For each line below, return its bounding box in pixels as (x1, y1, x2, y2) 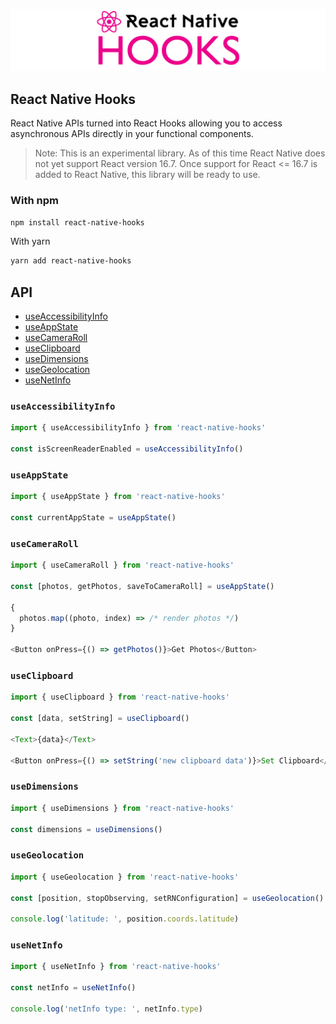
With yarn (10, 235, 51, 248)
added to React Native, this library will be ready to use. (34, 169, 261, 181)
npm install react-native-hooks (10, 217, 145, 228)
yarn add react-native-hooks (10, 256, 132, 266)
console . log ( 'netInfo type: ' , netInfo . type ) (10, 1004, 203, 1014)
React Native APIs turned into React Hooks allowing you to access (10, 117, 283, 129)
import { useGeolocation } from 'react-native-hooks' (10, 872, 240, 882)
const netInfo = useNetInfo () (10, 983, 137, 993)
